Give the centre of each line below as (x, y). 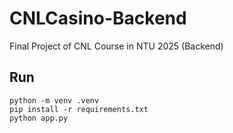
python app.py (39, 118)
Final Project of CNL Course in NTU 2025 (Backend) (116, 46)
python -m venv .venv (54, 100)
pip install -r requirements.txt (79, 109)
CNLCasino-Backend (98, 18)
